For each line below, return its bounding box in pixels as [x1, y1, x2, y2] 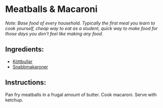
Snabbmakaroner [12, 63, 48, 69]
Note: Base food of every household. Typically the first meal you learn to [5, 20, 155, 26]
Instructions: [5, 78, 46, 87]
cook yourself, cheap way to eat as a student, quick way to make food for [5, 25, 158, 31]
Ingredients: [5, 45, 44, 53]
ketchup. [5, 96, 23, 103]
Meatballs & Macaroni [5, 3, 97, 15]
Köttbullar [12, 58, 32, 64]
